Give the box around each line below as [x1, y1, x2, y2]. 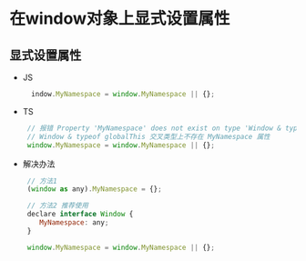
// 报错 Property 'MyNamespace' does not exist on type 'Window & [26, 124, 282, 133]
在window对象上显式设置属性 [9, 8, 230, 29]
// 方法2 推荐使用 [26, 201, 89, 210]
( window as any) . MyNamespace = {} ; [26, 185, 162, 194]
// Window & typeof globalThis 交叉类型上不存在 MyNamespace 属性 [26, 132, 270, 141]
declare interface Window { [26, 210, 134, 219]
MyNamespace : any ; [39, 218, 109, 227]
